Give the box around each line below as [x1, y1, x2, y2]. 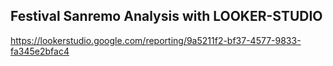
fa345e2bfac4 [10, 45, 70, 57]
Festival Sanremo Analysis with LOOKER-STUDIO [10, 8, 323, 25]
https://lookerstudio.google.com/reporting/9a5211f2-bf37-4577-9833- [10, 34, 302, 46]
